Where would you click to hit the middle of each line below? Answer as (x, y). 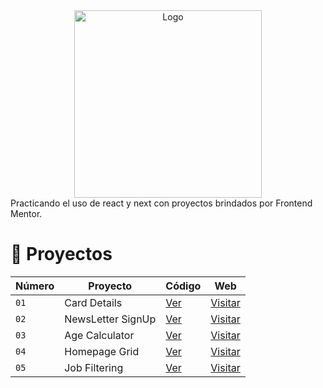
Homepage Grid (102, 351)
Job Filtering (94, 367)
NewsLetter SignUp (110, 319)
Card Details (93, 302)
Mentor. (26, 213)
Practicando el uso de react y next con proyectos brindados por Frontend (161, 203)
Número (35, 286)
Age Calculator (99, 335)
